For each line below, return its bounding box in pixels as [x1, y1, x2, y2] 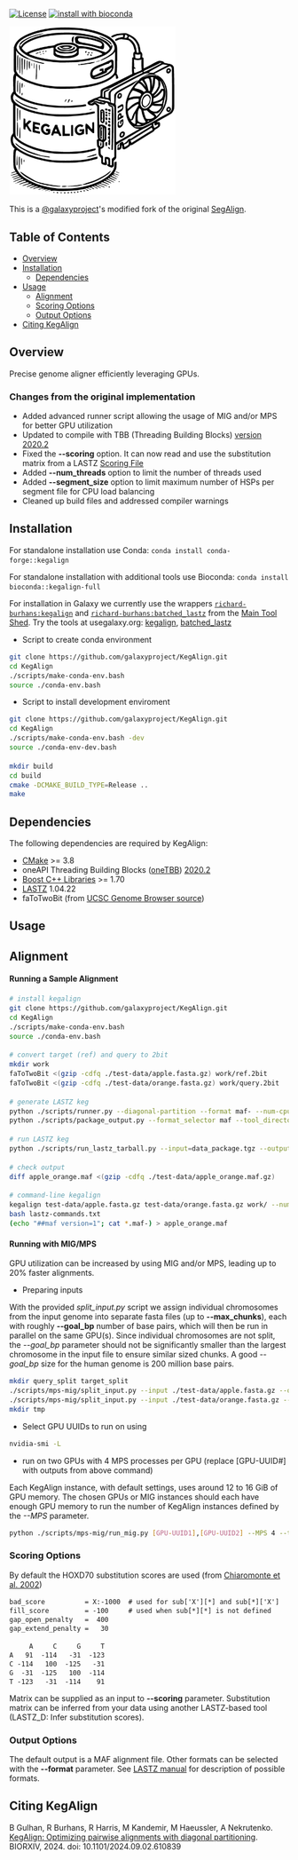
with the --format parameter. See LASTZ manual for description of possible [9, 1763, 286, 1774]
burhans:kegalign [9, 609, 74, 618]
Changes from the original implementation [9, 391, 196, 403]
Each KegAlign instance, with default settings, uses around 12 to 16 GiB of [9, 1482, 278, 1492]
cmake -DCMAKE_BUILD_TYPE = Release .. [9, 780, 149, 789]
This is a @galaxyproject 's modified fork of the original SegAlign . [9, 204, 247, 215]
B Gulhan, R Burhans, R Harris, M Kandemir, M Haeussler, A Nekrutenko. [9, 1822, 273, 1832]
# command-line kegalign [9, 1191, 101, 1200]
